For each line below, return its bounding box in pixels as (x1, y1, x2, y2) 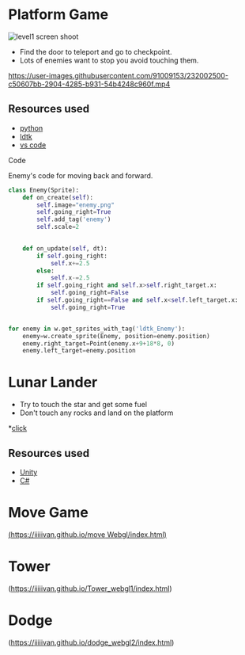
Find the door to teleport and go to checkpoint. (19, 47, 172, 56)
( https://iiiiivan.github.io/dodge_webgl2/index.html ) (8, 638, 175, 647)
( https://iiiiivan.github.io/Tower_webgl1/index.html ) (8, 584, 172, 593)
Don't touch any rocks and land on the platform (19, 408, 174, 417)
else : (36, 267, 55, 275)
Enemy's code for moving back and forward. (8, 170, 153, 180)
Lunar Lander (8, 374, 98, 391)
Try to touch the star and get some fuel (19, 400, 148, 409)
